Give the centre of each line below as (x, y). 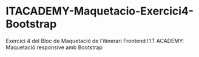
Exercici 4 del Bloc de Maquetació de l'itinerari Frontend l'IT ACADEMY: (95, 41)
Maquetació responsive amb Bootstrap (54, 47)
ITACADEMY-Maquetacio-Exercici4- (100, 11)
